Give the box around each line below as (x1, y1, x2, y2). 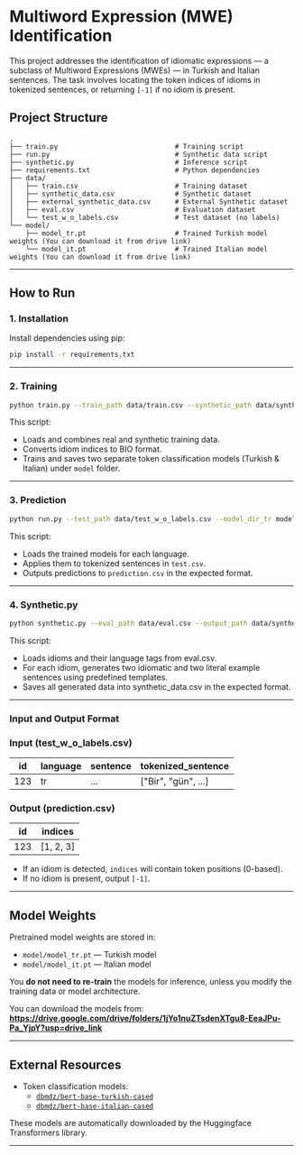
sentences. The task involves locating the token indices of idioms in (9, 74, 261, 85)
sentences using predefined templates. (22, 672, 169, 683)
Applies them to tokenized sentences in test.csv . (22, 557, 207, 569)
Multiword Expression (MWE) (9, 6, 234, 27)
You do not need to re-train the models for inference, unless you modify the (9, 976, 292, 987)
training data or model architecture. (9, 985, 142, 997)
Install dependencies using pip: (9, 333, 125, 344)
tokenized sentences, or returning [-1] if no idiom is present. (9, 84, 236, 95)
